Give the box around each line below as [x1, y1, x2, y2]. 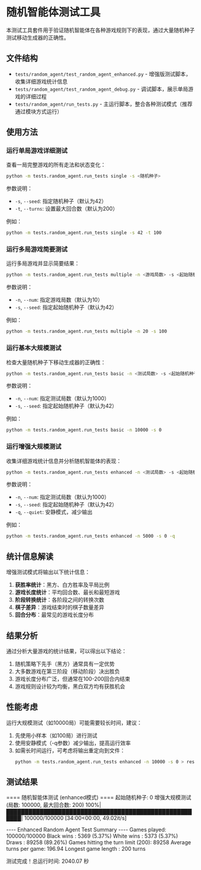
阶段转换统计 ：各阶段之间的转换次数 [14, 596, 105, 604]
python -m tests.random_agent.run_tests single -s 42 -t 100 [6, 230, 162, 236]
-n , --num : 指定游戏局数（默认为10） [14, 296, 103, 304]
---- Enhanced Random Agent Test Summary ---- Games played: [6, 826, 166, 833]
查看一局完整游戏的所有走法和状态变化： [6, 161, 106, 169]
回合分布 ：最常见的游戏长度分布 [14, 611, 94, 619]
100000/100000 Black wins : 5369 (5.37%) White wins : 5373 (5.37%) [6, 832, 178, 840]
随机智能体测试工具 [6, 5, 101, 19]
